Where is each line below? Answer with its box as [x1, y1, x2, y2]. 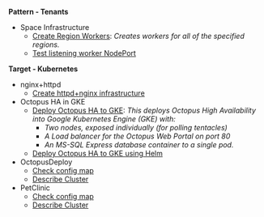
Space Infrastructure [19, 23, 90, 32]
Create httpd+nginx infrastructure [32, 88, 146, 98]
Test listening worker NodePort [32, 49, 136, 57]
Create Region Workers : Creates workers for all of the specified [32, 32, 245, 40]
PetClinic [19, 183, 51, 193]
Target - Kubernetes [8, 64, 79, 74]
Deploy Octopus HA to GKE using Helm [32, 149, 164, 158]
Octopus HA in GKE [19, 97, 86, 106]
